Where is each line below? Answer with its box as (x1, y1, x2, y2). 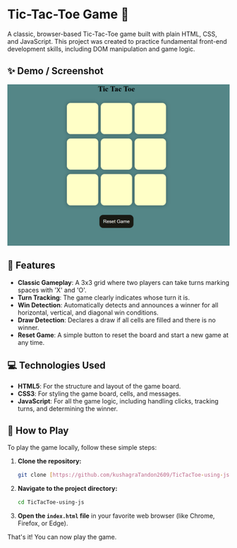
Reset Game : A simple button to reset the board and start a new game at (17, 331, 229, 339)
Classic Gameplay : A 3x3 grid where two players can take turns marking (17, 278, 230, 286)
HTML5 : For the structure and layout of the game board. (17, 382, 181, 390)
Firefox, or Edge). (17, 519, 68, 528)
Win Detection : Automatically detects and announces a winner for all (17, 300, 219, 309)
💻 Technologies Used (7, 360, 106, 372)
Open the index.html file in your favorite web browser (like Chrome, (17, 511, 215, 520)
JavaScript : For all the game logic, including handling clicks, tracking (17, 396, 219, 405)
